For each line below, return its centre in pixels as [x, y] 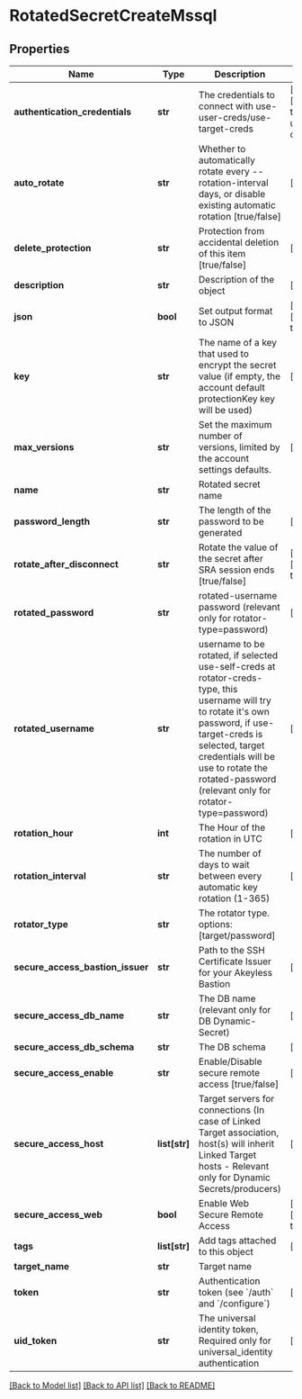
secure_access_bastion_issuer [81, 967]
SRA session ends [236, 570]
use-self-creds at [237, 667]
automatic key [228, 887]
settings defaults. [235, 469]
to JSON [216, 322]
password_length [52, 521]
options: [216, 924]
